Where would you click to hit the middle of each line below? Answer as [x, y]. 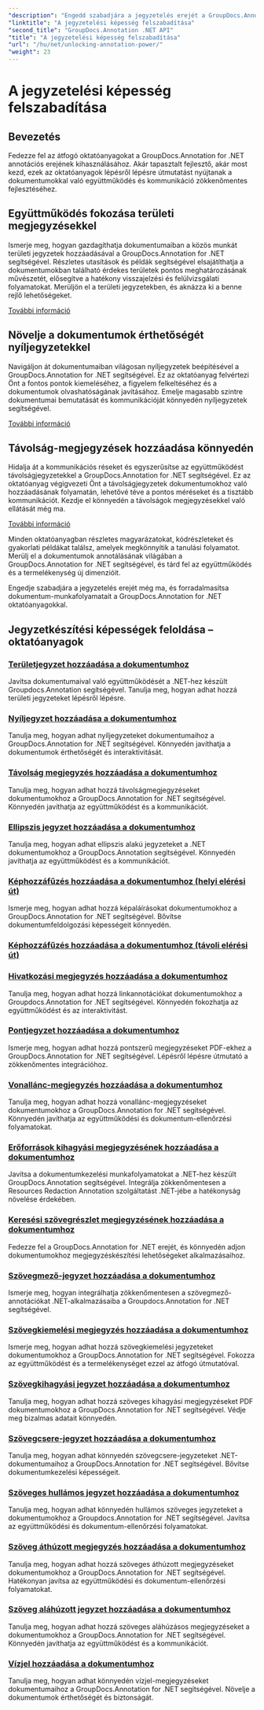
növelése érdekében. [42, 1199]
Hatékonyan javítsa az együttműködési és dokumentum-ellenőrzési [117, 1581]
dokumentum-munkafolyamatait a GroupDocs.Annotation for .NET [115, 596]
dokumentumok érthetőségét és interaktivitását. [86, 752]
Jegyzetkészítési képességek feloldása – [111, 629]
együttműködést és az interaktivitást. [68, 1010]
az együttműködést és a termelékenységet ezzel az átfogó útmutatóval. [124, 1364]
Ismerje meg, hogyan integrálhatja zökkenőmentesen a [97, 1293]
